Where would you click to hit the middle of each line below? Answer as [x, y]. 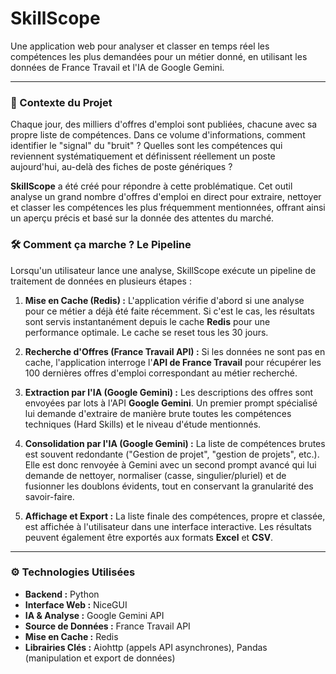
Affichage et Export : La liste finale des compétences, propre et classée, [175, 516]
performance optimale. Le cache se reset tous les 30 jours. [146, 332]
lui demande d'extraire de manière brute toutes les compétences [158, 413]
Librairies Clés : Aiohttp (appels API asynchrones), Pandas [146, 647]
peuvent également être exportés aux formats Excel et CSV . [149, 537]
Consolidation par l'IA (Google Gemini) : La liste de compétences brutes [175, 443]
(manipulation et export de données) [100, 658]
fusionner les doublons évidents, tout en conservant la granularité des [169, 486]
